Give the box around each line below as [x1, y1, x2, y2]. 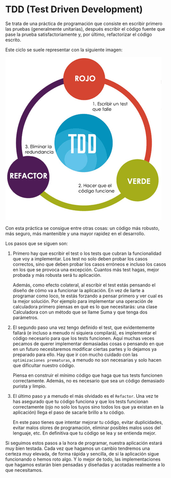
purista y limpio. [12, 383, 47, 389]
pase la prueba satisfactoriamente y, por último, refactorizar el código [5, 31, 152, 37]
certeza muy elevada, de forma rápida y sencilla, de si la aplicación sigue [5, 450, 159, 457]
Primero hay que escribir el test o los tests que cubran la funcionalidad [12, 250, 162, 256]
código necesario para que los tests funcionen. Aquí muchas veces [12, 335, 155, 341]
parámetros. [12, 314, 39, 320]
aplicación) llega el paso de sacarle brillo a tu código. [12, 409, 125, 415]
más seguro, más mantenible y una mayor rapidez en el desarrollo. [5, 230, 145, 236]
